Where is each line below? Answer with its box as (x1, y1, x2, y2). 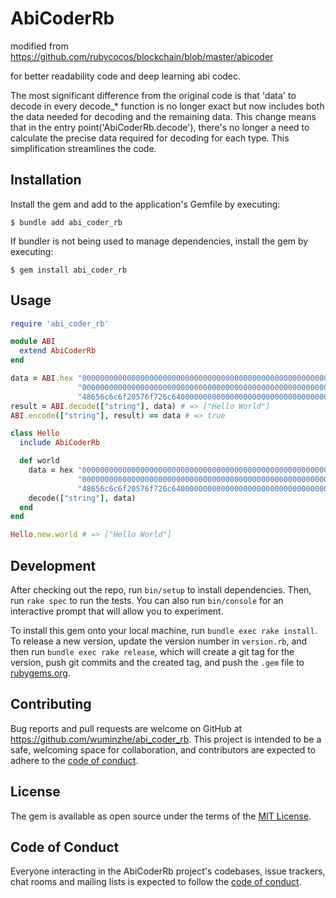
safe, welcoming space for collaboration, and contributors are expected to (10, 743, 317, 756)
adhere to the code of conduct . (10, 754, 139, 766)
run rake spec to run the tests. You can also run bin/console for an (10, 595, 284, 606)
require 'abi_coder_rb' (10, 318, 110, 329)
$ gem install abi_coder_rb (10, 265, 128, 275)
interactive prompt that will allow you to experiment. (10, 605, 224, 617)
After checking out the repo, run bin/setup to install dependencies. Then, (10, 584, 312, 596)
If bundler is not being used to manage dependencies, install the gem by (10, 235, 309, 247)
